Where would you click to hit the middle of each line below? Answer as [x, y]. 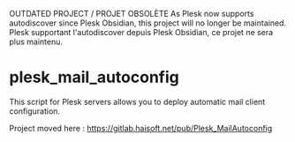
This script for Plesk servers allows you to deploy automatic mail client [137, 101]
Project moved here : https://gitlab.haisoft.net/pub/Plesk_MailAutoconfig [141, 128]
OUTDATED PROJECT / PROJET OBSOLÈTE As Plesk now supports [132, 14]
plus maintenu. [36, 41]
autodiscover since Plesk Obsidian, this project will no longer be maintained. [148, 23]
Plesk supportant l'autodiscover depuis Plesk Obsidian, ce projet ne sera [141, 32]
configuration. [34, 111]
